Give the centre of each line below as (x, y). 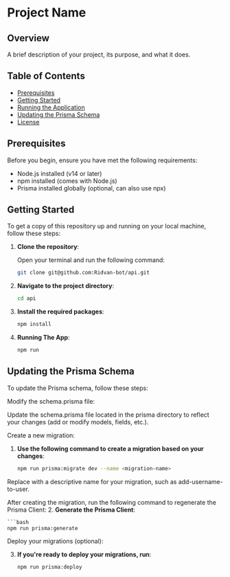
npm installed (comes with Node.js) (67, 181)
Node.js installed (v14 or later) (59, 173)
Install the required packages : (60, 312)
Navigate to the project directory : (66, 286)
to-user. (18, 489)
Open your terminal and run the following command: (91, 260)
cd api (26, 298)
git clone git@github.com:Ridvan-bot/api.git (83, 273)
